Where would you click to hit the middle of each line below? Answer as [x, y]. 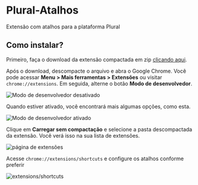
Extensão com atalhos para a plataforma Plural [63, 27]
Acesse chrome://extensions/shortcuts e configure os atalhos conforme [95, 158]
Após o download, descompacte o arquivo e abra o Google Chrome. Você [96, 71]
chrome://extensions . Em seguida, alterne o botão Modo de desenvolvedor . [99, 83]
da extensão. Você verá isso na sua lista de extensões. [73, 135]
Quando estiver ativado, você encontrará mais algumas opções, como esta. [98, 106]
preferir [15, 165]
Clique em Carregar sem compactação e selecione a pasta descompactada [99, 129]
